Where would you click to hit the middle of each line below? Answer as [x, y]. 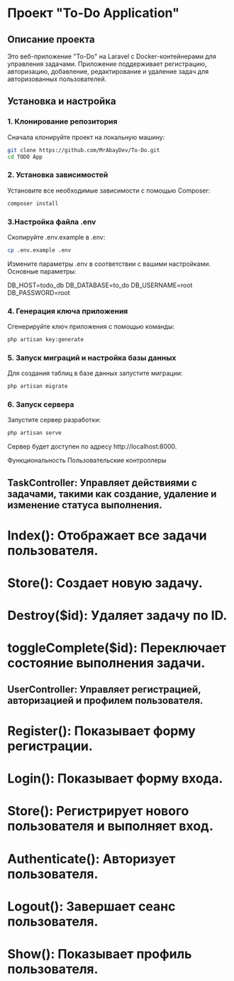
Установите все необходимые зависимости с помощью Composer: [109, 191]
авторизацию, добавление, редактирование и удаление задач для [108, 71]
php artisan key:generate [45, 340]
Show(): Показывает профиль [100, 954]
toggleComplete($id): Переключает [117, 648]
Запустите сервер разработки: [54, 420]
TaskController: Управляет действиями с [102, 482]
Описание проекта [51, 39]
